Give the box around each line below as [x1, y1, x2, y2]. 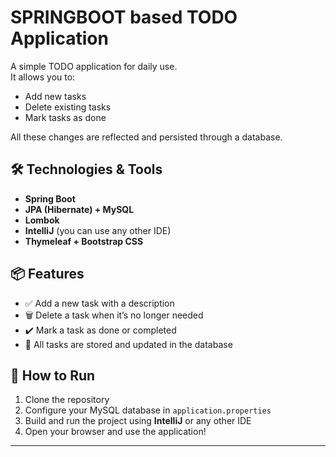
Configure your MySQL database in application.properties [24, 404, 272, 416]
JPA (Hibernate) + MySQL [24, 203, 135, 215]
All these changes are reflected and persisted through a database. [10, 131, 283, 143]
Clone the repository [24, 394, 110, 406]
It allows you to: [10, 71, 76, 83]
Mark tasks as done [24, 111, 107, 123]
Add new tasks [24, 90, 87, 102]
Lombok [24, 214, 60, 226]
